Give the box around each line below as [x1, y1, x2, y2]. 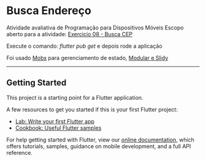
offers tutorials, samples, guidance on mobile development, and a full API [6, 142, 191, 150]
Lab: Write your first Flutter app [15, 118, 95, 125]
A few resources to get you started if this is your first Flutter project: [6, 105, 178, 113]
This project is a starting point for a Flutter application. [6, 94, 143, 101]
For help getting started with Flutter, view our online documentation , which [6, 136, 195, 143]
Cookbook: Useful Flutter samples [15, 124, 102, 132]
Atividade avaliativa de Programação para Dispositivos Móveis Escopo [6, 24, 184, 31]
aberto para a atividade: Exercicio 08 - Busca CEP [6, 30, 133, 37]
